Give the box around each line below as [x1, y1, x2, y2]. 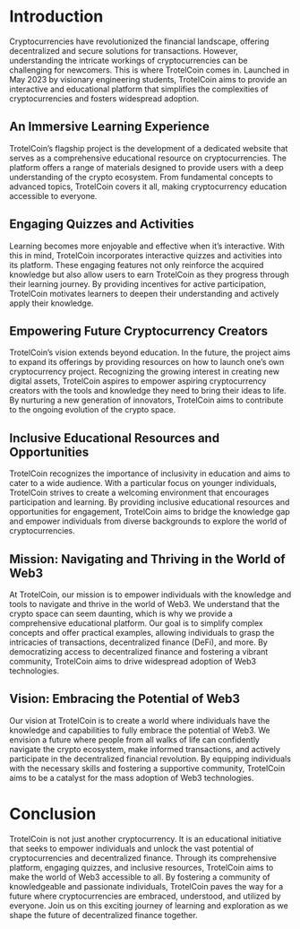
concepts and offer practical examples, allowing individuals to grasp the [9, 628, 275, 638]
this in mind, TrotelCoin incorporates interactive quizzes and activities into [9, 249, 282, 261]
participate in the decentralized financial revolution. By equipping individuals [9, 753, 291, 764]
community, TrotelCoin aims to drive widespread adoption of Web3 [9, 656, 257, 666]
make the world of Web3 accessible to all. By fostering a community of [9, 872, 270, 882]
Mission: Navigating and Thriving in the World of [9, 551, 286, 567]
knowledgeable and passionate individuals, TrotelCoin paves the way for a [9, 881, 284, 891]
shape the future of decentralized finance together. [9, 909, 199, 920]
